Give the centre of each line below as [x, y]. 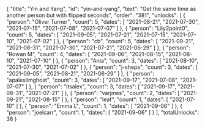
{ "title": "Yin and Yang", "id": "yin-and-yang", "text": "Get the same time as [101, 9]
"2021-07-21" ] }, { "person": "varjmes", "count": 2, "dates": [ [103, 93]
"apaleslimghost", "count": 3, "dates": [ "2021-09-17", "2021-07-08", [93, 80]
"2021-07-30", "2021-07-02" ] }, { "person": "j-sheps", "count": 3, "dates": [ [102, 67]
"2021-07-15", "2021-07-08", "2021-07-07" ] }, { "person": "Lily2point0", [98, 28]
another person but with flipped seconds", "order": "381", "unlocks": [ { [96, 15]
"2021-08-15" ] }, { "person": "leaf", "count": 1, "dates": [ [97, 99]
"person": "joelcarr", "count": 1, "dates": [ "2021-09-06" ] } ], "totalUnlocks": [103, 112]
